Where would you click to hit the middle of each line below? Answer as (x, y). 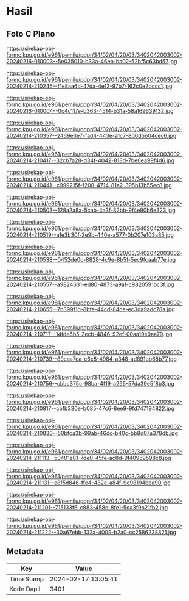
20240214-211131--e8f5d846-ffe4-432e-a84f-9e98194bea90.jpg (89, 483)
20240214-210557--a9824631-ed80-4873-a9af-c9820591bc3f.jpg (90, 284)
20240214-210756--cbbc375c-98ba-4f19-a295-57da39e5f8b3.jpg (90, 383)
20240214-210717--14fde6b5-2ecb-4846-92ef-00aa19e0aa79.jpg (89, 334)
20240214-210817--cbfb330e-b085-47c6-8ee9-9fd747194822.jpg (91, 408)
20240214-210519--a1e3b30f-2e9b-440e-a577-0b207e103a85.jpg (90, 235)
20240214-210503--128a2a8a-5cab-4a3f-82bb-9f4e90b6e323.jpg (91, 210)
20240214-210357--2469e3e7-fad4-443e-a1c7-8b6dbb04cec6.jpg (91, 136)
